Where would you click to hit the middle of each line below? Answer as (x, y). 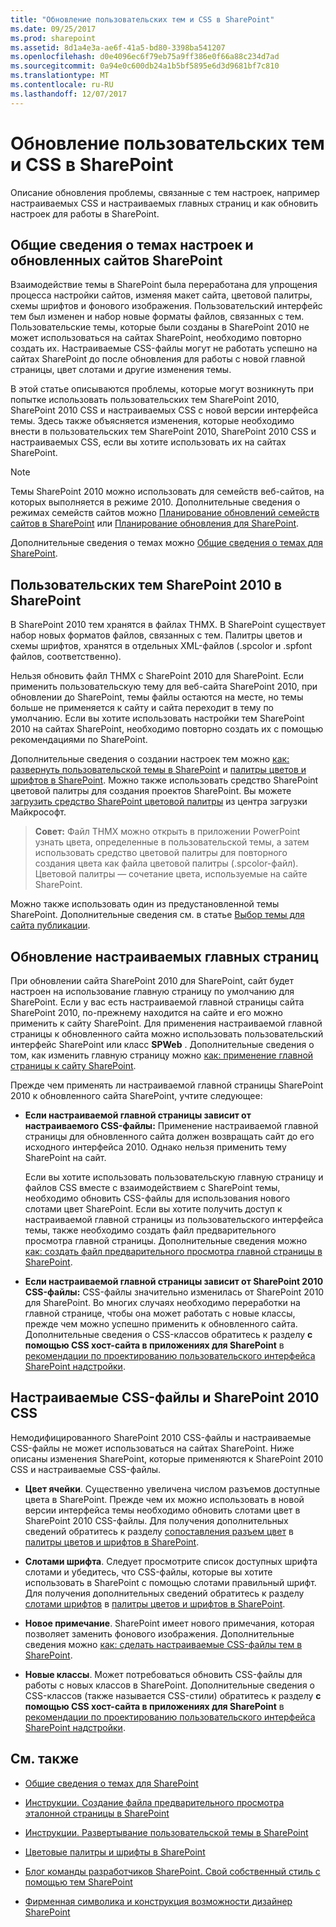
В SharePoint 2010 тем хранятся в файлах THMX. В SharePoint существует (168, 625)
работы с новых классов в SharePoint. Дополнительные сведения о (169, 1685)
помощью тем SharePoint (78, 1882)
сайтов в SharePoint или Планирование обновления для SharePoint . (155, 523)
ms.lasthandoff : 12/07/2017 (69, 94)
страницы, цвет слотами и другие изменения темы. (121, 370)
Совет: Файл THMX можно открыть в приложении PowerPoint (167, 832)
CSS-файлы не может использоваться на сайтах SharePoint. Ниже (152, 1448)
